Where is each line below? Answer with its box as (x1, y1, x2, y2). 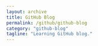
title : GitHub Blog (6, 14, 55, 20)
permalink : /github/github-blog (6, 20, 87, 26)
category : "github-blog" (6, 25, 69, 32)
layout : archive (6, 8, 47, 15)
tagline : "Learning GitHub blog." (6, 31, 93, 37)
